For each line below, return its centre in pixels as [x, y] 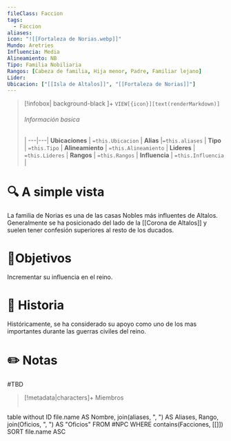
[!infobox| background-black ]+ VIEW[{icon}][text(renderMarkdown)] [122, 103]
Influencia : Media [33, 52]
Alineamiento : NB [32, 59]
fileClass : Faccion [35, 13]
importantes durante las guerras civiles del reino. [77, 331]
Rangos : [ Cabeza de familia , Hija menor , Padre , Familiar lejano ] [104, 71]
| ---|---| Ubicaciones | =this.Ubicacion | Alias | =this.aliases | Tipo [123, 141]
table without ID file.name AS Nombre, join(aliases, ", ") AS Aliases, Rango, [113, 417]
